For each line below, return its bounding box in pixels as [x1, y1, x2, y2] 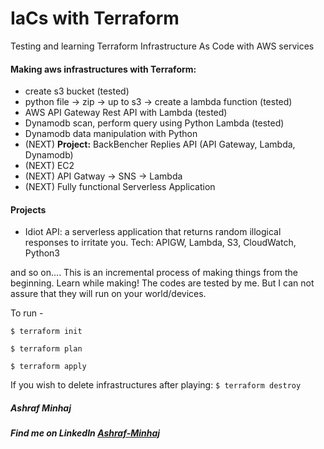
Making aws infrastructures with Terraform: [10, 63, 197, 75]
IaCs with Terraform [10, 7, 180, 30]
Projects [10, 203, 47, 216]
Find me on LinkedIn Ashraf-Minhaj [10, 427, 161, 439]
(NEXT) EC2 [24, 160, 75, 172]
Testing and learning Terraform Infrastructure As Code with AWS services [10, 40, 315, 52]
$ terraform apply [10, 362, 87, 372]
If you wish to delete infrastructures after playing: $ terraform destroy [10, 379, 302, 391]
